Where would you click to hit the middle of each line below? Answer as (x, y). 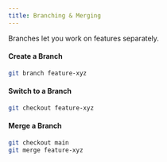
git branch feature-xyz (48, 73)
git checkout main (39, 143)
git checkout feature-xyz (51, 108)
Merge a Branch (35, 126)
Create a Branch (35, 56)
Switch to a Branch (40, 91)
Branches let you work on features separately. (83, 38)
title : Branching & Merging (55, 15)
